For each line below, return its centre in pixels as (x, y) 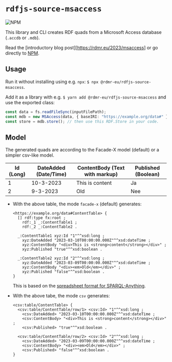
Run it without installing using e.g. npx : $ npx (52, 82)
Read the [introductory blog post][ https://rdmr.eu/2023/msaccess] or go (82, 47)
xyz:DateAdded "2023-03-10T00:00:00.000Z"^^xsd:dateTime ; (87, 240)
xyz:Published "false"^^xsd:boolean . (63, 272)
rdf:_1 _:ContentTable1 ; (50, 222)
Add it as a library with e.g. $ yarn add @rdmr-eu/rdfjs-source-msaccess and (86, 97)
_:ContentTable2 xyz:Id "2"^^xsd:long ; (61, 258)
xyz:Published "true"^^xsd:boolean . (62, 250)
